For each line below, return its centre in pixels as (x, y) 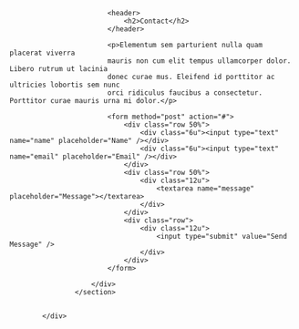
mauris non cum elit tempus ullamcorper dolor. (199, 61)
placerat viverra (42, 53)
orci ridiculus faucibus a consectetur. (185, 93)
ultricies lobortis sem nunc (65, 85)
